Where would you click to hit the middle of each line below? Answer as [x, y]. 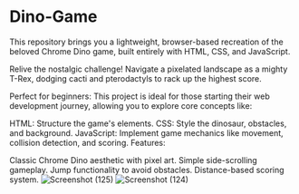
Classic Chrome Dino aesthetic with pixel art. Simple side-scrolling [134, 160]
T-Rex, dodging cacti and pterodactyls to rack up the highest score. [136, 78]
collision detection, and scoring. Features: [87, 142]
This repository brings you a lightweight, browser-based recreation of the [146, 42]
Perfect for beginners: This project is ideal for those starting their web [140, 96]
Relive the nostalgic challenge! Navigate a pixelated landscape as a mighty [149, 69]
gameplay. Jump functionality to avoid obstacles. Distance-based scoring [147, 170]
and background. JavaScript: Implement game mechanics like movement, [146, 132]
